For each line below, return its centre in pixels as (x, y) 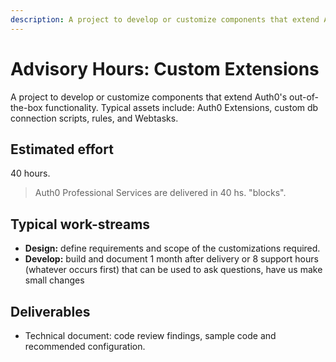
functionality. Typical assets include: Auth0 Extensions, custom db (181, 107)
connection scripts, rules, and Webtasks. (94, 118)
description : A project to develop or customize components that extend (165, 19)
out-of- (304, 97)
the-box (26, 107)
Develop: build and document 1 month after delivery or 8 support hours (171, 259)
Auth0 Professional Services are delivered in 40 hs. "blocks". (160, 193)
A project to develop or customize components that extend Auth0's (149, 97)
